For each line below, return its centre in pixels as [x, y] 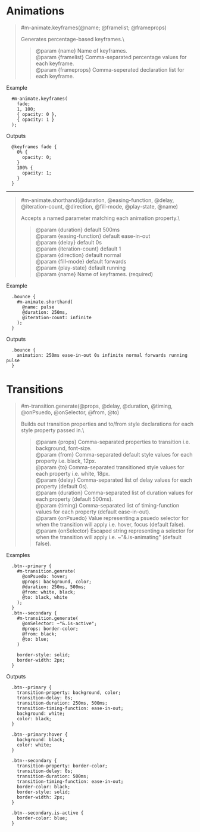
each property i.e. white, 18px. [73, 473]
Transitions [35, 389]
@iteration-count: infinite [57, 317]
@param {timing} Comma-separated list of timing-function [107, 505]
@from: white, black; [49, 592]
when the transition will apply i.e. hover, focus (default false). [110, 524]
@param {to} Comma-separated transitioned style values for [110, 467]
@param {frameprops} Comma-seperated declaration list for [110, 69]
